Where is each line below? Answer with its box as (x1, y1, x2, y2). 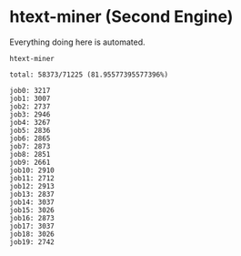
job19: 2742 (9, 237, 55, 247)
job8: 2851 (9, 149, 51, 159)
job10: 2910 (9, 166, 55, 175)
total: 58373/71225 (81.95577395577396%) (9, 70, 169, 79)
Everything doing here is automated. (9, 36, 146, 47)
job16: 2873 (9, 213, 55, 222)
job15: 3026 (9, 205, 55, 215)
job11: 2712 (9, 173, 55, 183)
